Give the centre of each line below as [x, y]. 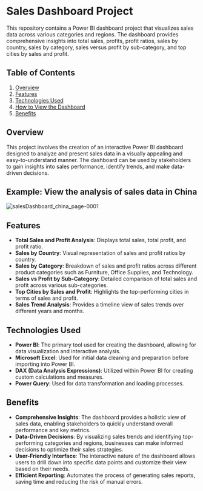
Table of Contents [41, 73]
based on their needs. [42, 469]
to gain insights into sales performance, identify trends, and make [88, 166]
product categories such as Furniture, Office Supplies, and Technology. [104, 273]
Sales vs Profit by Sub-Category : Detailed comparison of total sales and [106, 279]
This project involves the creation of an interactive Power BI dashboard [95, 147]
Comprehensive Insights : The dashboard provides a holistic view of [100, 417]
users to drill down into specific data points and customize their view [101, 462]
